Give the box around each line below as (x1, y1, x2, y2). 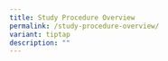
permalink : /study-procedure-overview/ (9, 22, 160, 30)
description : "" (9, 38, 70, 48)
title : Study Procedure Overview (9, 13, 135, 22)
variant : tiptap (9, 30, 70, 39)
